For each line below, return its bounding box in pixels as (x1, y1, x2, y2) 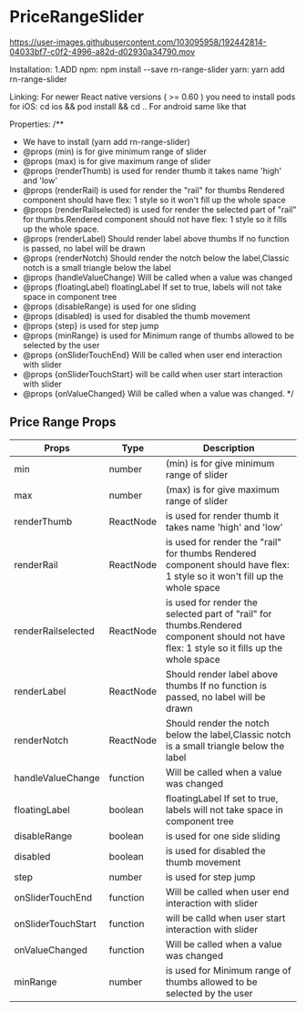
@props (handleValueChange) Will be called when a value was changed (22, 272, 293, 283)
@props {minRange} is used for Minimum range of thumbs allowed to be (22, 330, 294, 341)
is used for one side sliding (165, 830, 280, 842)
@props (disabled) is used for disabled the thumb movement (22, 310, 250, 321)
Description (202, 441, 255, 454)
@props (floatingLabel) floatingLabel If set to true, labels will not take (22, 281, 282, 293)
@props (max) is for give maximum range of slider (22, 155, 211, 166)
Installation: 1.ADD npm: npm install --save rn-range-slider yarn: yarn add (9, 64, 285, 75)
